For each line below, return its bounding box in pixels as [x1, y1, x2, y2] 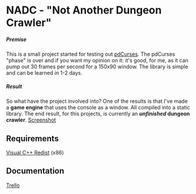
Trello [6, 182, 20, 189]
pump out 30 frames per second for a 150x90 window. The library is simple [6, 63, 188, 71]
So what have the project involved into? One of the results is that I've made [6, 98, 188, 105]
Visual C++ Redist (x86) [6, 149, 64, 156]
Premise [6, 36, 27, 43]
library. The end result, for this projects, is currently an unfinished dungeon [6, 110, 190, 118]
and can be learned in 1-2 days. [6, 69, 82, 76]
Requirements [6, 133, 59, 143]
